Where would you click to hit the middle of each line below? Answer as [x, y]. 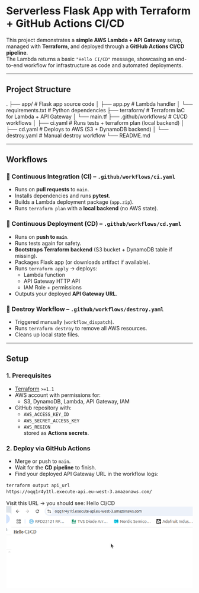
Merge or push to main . [43, 461]
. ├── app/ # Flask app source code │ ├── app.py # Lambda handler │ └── [99, 104]
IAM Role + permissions [52, 287]
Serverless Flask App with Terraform [99, 11]
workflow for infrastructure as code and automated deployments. [104, 65]
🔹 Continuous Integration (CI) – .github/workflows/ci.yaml [91, 176]
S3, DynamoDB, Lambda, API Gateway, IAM [77, 401]
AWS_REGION [37, 427]
